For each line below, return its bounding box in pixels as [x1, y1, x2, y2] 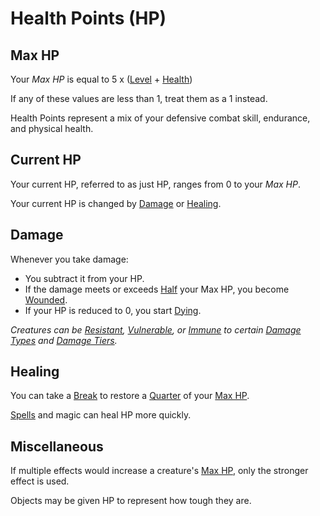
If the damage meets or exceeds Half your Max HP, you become [24, 283, 290, 295]
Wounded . [24, 293, 68, 306]
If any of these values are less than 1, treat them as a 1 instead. [10, 93, 268, 104]
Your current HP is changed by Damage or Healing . [10, 197, 222, 209]
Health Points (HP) [10, 7, 167, 30]
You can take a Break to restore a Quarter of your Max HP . [10, 390, 250, 402]
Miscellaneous [10, 438, 104, 455]
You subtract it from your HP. [24, 272, 145, 284]
